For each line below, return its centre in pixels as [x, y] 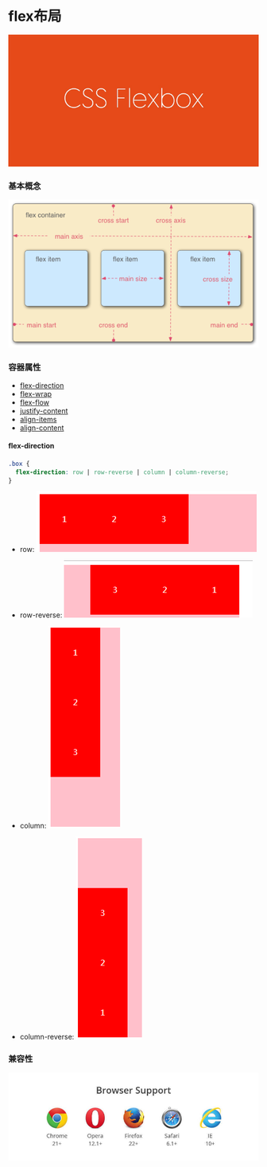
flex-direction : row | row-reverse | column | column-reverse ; [122, 472]
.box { [19, 464]
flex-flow [35, 402]
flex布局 [35, 16]
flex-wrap [36, 394]
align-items [38, 419]
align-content [42, 428]
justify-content [44, 410]
